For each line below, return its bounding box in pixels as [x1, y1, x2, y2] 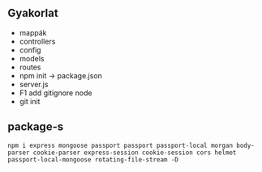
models [19, 53, 45, 63]
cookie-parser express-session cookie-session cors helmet [32, 149, 237, 157]
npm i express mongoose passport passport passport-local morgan [7, 141, 233, 149]
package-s [7, 120, 64, 134]
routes [19, 62, 41, 72]
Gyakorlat [7, 6, 58, 20]
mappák [19, 27, 47, 37]
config [19, 44, 41, 55]
